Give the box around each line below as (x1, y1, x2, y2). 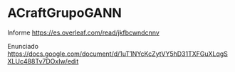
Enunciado (7, 42, 39, 50)
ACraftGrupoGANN (7, 5, 122, 21)
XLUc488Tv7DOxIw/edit (7, 56, 79, 65)
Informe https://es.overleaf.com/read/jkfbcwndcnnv (7, 28, 160, 37)
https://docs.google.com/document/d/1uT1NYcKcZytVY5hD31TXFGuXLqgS (7, 49, 228, 58)
